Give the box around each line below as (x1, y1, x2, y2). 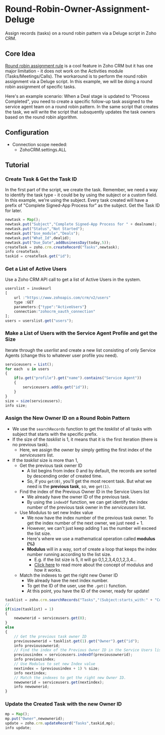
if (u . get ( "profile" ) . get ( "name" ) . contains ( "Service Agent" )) (14, 375, 142, 381)
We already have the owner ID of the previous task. (27, 493, 131, 500)
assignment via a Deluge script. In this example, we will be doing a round (5, 78, 153, 84)
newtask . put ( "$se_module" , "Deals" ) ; (5, 231, 80, 236)
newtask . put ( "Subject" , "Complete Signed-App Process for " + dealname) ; (5, 222, 157, 227)
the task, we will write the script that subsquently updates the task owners (5, 109, 156, 115)
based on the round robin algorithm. (5, 114, 78, 120)
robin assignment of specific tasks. (5, 84, 76, 90)
